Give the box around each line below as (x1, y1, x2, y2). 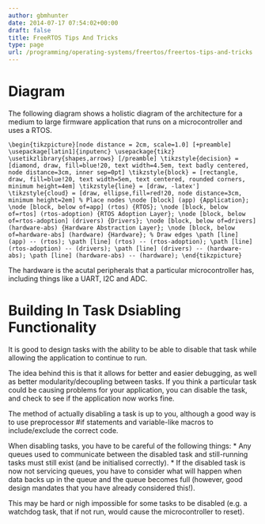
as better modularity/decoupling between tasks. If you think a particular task (8, 377, 257, 386)
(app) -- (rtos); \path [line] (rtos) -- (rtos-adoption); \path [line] (8, 237, 253, 245)
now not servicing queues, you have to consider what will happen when (8, 466, 242, 476)
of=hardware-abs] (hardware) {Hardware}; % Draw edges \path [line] (8, 230, 239, 238)
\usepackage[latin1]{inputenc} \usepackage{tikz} (8, 147, 176, 155)
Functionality (8, 318, 97, 336)
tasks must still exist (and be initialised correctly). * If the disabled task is (8, 458, 246, 467)
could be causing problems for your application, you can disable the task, (8, 385, 248, 394)
